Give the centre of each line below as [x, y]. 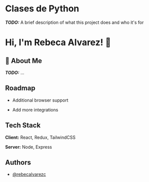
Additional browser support [40, 100]
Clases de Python [42, 9]
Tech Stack [23, 125]
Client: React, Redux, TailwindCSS [40, 137]
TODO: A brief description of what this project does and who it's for [74, 22]
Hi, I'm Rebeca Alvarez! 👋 [58, 42]
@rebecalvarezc [29, 175]
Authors [18, 162]
